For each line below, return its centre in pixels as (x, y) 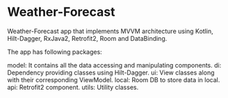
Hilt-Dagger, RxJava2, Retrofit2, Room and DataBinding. (87, 38)
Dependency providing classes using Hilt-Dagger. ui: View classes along (111, 72)
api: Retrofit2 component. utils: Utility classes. (73, 87)
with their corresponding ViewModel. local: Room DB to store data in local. (114, 79)
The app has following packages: (55, 52)
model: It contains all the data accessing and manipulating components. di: (114, 65)
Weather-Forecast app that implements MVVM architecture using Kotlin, (110, 31)
